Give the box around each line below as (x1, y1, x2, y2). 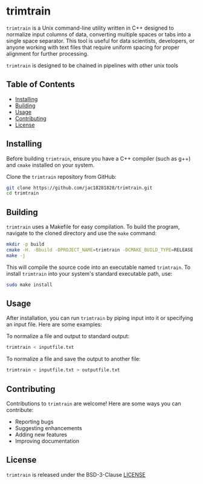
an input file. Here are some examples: (6, 321, 103, 328)
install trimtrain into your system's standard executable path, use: (6, 270, 173, 277)
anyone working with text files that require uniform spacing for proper (6, 44, 180, 51)
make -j (6, 253, 26, 259)
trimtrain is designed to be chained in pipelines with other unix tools (6, 62, 178, 69)
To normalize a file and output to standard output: (6, 333, 130, 340)
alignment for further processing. (6, 50, 89, 57)
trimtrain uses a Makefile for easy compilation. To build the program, (6, 223, 180, 231)
